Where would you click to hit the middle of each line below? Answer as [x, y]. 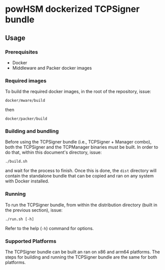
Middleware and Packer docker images [52, 68]
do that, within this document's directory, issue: [54, 152]
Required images [26, 81]
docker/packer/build [26, 119]
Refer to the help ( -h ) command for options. [49, 228]
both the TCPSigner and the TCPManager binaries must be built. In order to [82, 147]
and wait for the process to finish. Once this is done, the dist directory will [81, 171]
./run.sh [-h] [20, 219]
